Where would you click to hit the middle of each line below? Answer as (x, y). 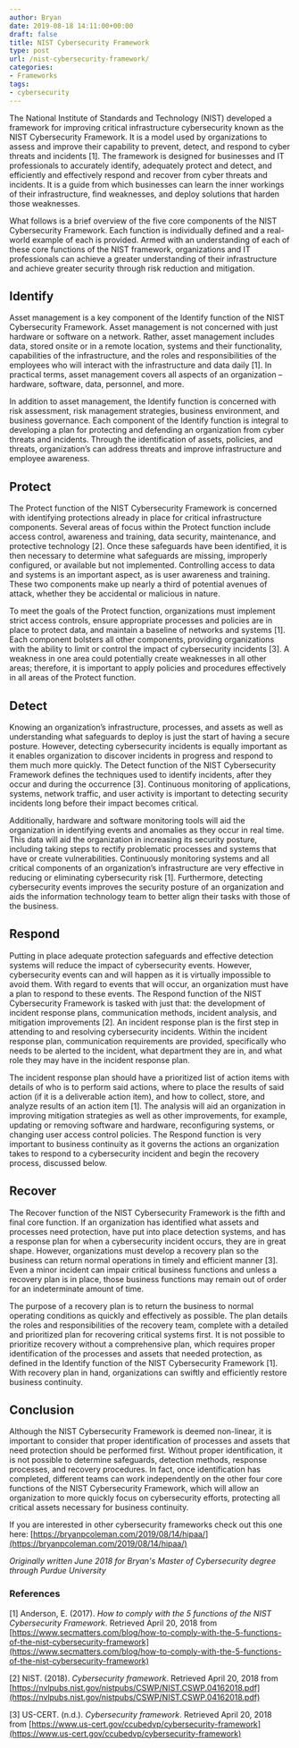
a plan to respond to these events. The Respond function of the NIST (136, 993)
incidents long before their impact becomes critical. (104, 803)
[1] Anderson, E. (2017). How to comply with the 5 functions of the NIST (141, 1613)
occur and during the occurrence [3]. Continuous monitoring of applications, (150, 784)
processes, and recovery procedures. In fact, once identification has (135, 1469)
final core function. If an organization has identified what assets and (134, 1222)
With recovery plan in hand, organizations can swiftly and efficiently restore (148, 1372)
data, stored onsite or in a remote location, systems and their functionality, (146, 346)
